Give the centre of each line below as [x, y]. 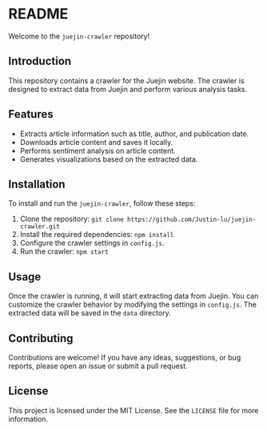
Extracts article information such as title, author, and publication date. [134, 134]
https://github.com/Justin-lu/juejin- [191, 220]
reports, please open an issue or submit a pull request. [98, 366]
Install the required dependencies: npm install [97, 235]
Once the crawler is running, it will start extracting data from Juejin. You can [133, 296]
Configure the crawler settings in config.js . [92, 243]
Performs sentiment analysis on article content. [98, 151]
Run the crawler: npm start [64, 251]
